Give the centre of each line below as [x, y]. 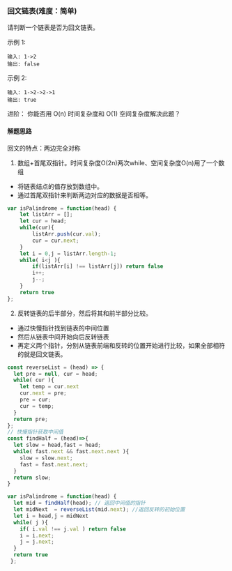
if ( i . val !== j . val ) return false [73, 529]
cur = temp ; [37, 406]
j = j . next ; [37, 542]
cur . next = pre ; [44, 393]
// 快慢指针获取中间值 [36, 432]
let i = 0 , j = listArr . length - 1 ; [68, 253]
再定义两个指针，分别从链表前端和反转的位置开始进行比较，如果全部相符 [121, 345]
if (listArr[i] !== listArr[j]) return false [98, 266]
